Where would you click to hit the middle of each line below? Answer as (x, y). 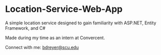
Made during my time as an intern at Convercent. (55, 38)
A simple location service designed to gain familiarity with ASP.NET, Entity (81, 23)
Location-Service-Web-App (64, 9)
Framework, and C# (25, 28)
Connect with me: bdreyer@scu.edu (42, 47)
